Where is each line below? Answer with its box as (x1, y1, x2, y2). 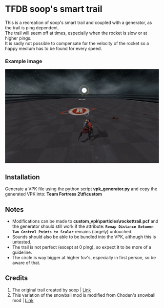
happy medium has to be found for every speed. (5, 45, 102, 51)
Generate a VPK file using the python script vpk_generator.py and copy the (5, 186, 158, 192)
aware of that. (12, 260, 41, 265)
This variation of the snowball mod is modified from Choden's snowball (12, 292, 156, 298)
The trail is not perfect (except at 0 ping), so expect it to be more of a (12, 244, 151, 250)
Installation (5, 173, 40, 181)
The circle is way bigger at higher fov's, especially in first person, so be (12, 254, 156, 260)
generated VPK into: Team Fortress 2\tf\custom (5, 191, 102, 197)
